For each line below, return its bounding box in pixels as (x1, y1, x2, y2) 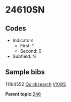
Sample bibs (5, 68, 45, 76)
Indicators (12, 37, 34, 43)
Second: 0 (20, 48, 42, 54)
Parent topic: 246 (5, 91, 41, 97)
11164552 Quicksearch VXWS (5, 81, 66, 87)
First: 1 (20, 43, 34, 49)
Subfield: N (12, 53, 36, 59)
